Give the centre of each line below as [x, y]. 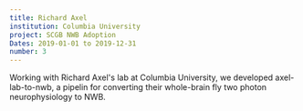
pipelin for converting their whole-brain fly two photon [165, 87]
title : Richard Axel [49, 18]
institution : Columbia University [75, 26]
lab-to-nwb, [32, 87]
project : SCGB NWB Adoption [63, 35]
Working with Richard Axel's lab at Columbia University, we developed [141, 77]
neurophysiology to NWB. [58, 97]
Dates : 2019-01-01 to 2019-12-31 [73, 43]
